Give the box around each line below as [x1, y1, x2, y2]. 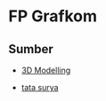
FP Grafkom [8, 6, 97, 27]
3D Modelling [20, 65, 71, 75]
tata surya [20, 82, 59, 92]
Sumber [8, 42, 54, 57]
